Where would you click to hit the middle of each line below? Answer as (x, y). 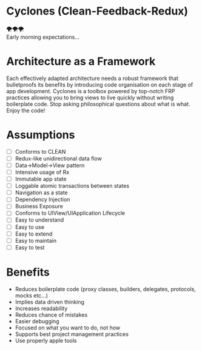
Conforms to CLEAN (40, 151)
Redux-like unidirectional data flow (58, 158)
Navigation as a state (41, 193)
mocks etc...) (32, 296)
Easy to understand (39, 220)
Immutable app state (41, 179)
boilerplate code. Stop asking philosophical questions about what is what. (98, 104)
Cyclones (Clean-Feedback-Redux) (97, 11)
